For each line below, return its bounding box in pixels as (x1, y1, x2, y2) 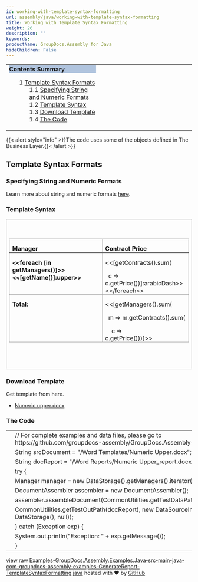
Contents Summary (9, 65, 65, 73)
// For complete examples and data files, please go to (15, 431, 162, 439)
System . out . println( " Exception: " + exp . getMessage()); (15, 532, 166, 540)
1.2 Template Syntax (29, 100, 87, 108)
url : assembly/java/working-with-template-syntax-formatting (6, 14, 160, 20)
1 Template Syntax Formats (19, 78, 95, 86)
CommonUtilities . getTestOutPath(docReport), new (15, 505, 154, 514)
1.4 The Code (29, 115, 68, 123)
